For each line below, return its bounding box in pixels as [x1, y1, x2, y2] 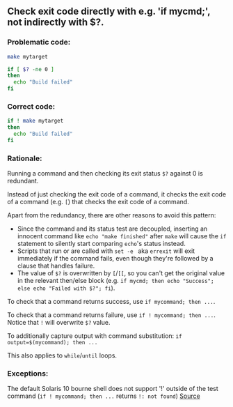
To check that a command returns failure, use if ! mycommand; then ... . [7, 311, 216, 319]
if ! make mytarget [7, 118, 64, 125]
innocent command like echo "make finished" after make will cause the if [17, 232, 227, 240]
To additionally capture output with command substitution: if [7, 332, 182, 340]
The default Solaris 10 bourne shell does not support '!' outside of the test [7, 385, 219, 393]
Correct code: [7, 101, 56, 111]
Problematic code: [7, 38, 71, 47]
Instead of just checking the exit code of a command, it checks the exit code [7, 190, 227, 199]
